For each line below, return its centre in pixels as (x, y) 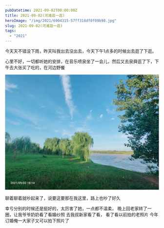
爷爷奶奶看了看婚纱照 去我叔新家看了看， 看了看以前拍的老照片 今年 (90, 215)
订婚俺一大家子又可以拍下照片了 (37, 221)
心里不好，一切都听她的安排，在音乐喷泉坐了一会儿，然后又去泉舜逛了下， (80, 61)
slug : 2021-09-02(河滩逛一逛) (34, 26)
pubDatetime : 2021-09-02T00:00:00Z (41, 10)
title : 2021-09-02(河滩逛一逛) (35, 15)
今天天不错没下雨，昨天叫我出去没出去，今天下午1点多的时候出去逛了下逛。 (81, 51)
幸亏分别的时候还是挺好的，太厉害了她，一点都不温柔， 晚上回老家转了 (76, 209)
